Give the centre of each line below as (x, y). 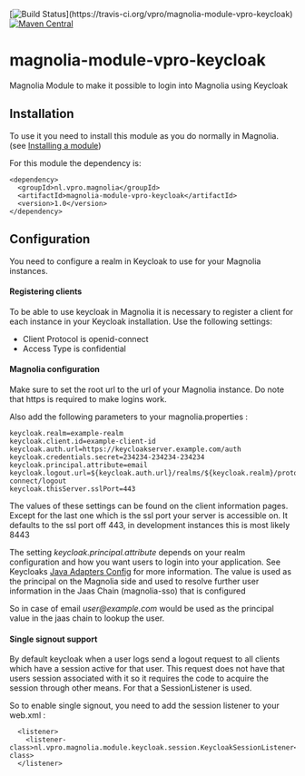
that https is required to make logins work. (88, 398)
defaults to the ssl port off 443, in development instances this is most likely (150, 525)
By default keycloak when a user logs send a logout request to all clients (145, 659)
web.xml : (28, 715)
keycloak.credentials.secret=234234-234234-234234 (107, 457)
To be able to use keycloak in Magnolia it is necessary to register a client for (151, 311)
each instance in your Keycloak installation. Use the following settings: (141, 321)
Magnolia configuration (54, 369)
